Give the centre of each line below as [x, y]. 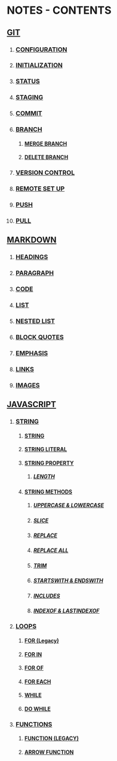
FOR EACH [38, 682]
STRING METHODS [48, 492]
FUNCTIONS [34, 724]
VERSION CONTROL [45, 172]
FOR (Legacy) [41, 640]
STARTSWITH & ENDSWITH [68, 581]
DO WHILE [38, 708]
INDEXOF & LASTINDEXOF [67, 611]
